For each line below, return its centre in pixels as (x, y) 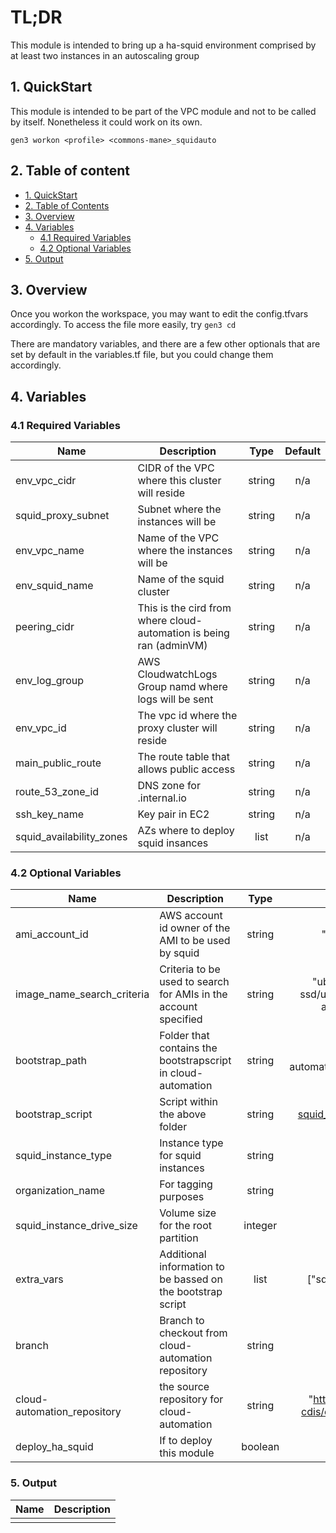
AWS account (191, 916)
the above (183, 1114)
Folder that (184, 1036)
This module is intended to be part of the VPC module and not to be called (163, 111)
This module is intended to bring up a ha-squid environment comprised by (163, 45)
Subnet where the (179, 509)
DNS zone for (169, 786)
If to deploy (186, 1441)
